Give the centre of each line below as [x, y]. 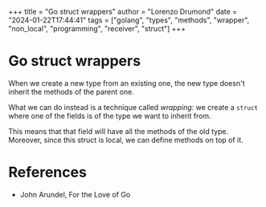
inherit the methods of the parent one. [71, 91]
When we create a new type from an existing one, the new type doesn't [127, 83]
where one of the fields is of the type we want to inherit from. [110, 116]
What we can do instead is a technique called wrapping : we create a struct [133, 107]
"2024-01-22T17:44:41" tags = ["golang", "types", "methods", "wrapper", [129, 20]
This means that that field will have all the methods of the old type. [119, 131]
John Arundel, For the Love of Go [75, 194]
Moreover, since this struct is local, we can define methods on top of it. [126, 140]
